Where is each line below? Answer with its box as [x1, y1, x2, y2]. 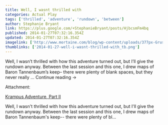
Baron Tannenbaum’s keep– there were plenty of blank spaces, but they [5, 68, 153, 75]
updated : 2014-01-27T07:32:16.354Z [5, 35, 79, 40]
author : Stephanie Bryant [5, 21, 59, 26]
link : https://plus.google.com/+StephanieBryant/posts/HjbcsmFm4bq [5, 26, 149, 31]
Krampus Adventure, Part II [5, 93, 61, 99]
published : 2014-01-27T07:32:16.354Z [5, 30, 84, 35]
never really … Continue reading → [5, 74, 76, 80]
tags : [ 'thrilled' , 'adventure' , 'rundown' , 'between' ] [5, 16, 124, 21]
